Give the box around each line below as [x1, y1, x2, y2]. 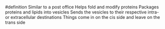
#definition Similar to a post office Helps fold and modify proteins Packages [5, 4, 159, 10]
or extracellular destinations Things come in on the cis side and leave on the [5, 14, 161, 20]
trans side [5, 19, 26, 25]
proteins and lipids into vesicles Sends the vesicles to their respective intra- [5, 9, 159, 15]
